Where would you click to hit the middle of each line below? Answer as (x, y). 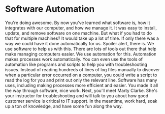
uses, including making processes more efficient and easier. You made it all (82, 85)
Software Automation (50, 9)
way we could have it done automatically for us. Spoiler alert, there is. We (80, 43)
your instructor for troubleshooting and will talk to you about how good (77, 96)
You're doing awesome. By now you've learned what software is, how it (78, 23)
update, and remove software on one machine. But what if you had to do (79, 33)
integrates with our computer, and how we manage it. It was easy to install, (81, 28)
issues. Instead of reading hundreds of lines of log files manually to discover (82, 69)
